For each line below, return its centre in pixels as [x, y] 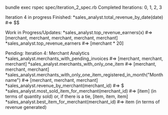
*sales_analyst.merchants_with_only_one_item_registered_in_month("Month [84, 75]
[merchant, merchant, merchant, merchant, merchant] [62, 38]
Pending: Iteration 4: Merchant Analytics [47, 53]
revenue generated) [26, 107]
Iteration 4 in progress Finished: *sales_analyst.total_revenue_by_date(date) [84, 17]
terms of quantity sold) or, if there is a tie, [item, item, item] [67, 96]
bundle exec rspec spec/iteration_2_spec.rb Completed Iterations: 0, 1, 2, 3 [84, 7]
